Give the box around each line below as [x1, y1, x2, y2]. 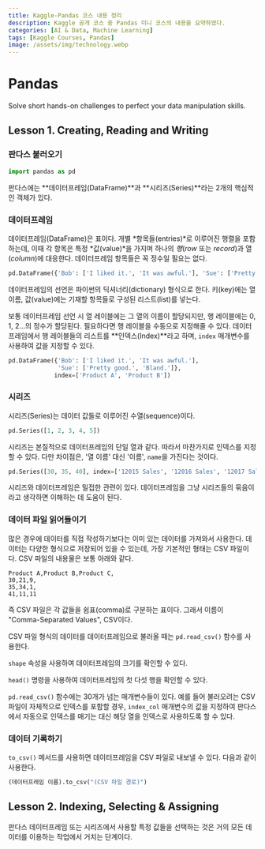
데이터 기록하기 [8, 733, 63, 744]
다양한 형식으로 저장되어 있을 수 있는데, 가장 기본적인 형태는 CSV [28, 543, 229, 553]
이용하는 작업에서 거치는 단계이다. [28, 832, 132, 841]
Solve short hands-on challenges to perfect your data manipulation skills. [8, 101, 246, 111]
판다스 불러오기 [8, 149, 63, 160]
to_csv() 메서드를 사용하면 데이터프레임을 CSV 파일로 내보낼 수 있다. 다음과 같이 [8, 753, 257, 762]
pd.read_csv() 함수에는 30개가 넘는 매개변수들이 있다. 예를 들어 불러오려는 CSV [8, 692, 256, 701]
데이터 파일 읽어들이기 [8, 514, 87, 525]
